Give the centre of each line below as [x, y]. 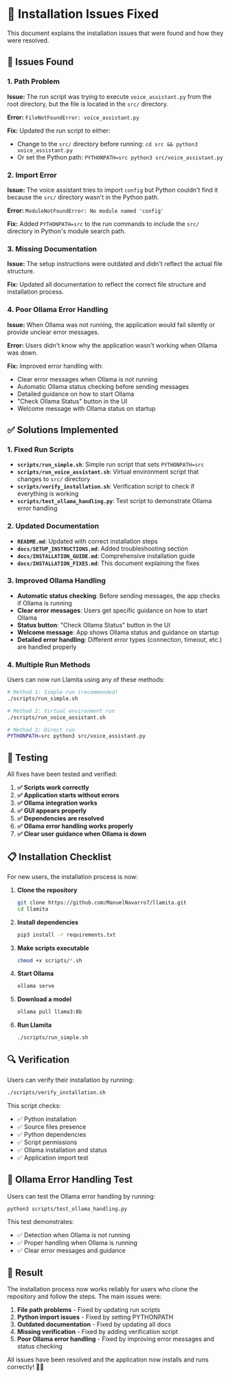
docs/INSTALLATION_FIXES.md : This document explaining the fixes [108, 563]
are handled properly [47, 647]
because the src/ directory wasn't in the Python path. [83, 197]
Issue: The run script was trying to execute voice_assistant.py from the [110, 96]
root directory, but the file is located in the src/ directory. [88, 104]
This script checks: [34, 1105]
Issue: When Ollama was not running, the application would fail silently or [111, 324]
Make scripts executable [53, 948]
